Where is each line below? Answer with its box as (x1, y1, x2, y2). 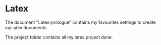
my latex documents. (5, 24, 48, 30)
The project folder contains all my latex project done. (5, 34, 113, 40)
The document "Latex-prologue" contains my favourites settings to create (5, 19, 156, 25)
